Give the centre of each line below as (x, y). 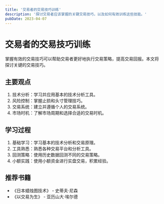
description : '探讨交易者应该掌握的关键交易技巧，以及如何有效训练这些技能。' (76, 14)
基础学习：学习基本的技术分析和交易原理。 (55, 142)
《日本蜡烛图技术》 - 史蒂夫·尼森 (45, 190)
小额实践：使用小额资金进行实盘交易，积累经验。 (61, 161)
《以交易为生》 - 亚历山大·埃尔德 (45, 197)
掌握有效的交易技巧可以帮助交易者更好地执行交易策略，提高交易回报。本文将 (82, 59)
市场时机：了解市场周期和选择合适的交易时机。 (59, 113)
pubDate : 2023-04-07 (26, 19)
